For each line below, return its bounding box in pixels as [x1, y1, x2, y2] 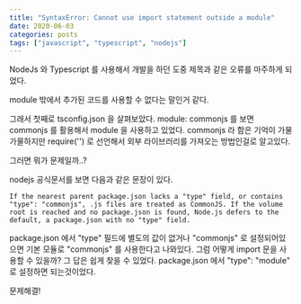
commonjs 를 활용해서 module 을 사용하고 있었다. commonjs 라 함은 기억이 [9, 125, 276, 136]
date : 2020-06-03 [9, 22, 75, 31]
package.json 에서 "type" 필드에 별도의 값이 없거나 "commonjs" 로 [9, 233, 248, 244]
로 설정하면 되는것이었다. [9, 266, 96, 277]
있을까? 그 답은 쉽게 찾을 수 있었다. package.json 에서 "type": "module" [35, 255, 290, 266]
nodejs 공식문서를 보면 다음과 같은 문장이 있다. [9, 174, 173, 185]
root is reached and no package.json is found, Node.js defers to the [9, 208, 279, 217]
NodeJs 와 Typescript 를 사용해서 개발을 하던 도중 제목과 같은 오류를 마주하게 [9, 64, 283, 75]
